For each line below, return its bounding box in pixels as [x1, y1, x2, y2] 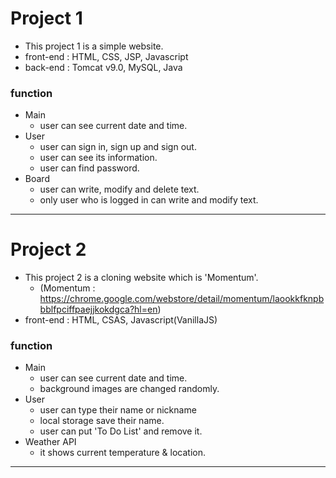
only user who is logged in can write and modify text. [39, 194, 259, 206]
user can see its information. [39, 152, 158, 164]
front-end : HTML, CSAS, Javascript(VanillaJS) [24, 314, 218, 326]
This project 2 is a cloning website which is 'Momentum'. [24, 272, 259, 284]
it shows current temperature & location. [39, 447, 206, 459]
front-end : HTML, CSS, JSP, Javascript [24, 50, 189, 62]
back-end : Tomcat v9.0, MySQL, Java [24, 61, 183, 73]
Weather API [24, 436, 77, 448]
